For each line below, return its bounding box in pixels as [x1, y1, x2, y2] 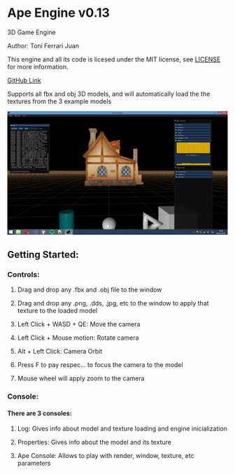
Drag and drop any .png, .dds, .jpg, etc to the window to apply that [17, 299, 209, 308]
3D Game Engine [7, 28, 56, 36]
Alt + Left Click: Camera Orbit [17, 347, 103, 356]
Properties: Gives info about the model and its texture [17, 438, 171, 447]
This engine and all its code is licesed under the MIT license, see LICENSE [7, 55, 221, 64]
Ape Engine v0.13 [7, 5, 111, 21]
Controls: [7, 269, 40, 279]
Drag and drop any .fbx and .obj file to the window [17, 285, 162, 294]
